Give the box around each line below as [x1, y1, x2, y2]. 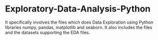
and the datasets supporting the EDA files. [5, 29, 90, 35]
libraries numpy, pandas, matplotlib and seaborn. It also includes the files [5, 24, 153, 30]
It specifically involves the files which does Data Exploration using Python [5, 19, 154, 25]
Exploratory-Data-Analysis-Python [5, 3, 151, 14]
